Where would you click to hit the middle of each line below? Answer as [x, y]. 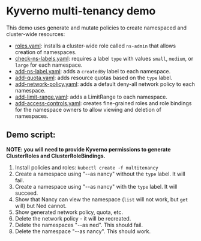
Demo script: [31, 135]
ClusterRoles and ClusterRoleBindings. [56, 156]
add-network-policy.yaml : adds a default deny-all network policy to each [105, 84]
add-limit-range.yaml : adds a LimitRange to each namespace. [91, 97]
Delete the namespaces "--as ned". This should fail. [79, 225]
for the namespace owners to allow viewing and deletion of [88, 109]
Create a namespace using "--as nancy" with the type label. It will [96, 186]
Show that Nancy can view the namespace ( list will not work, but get [101, 199]
